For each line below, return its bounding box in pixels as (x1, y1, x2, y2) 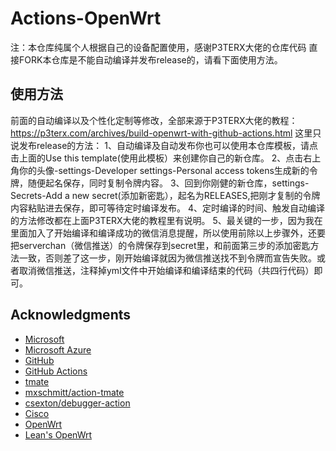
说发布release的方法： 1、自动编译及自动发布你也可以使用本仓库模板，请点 (10, 139, 318, 151)
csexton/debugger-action (24, 397, 131, 409)
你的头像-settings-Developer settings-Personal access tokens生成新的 (18, 164, 310, 176)
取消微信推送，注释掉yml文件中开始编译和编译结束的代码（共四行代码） (18, 264, 315, 276)
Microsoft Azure (24, 343, 92, 356)
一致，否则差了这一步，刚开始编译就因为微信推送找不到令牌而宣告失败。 (18, 252, 317, 264)
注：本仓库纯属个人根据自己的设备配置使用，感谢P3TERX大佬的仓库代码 (10, 41, 307, 53)
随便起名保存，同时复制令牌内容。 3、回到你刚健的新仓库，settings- (27, 177, 310, 189)
